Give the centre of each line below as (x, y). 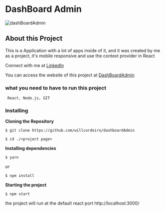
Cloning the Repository (29, 121)
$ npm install (20, 176)
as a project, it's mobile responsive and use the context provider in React (80, 56)
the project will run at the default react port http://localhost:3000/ (72, 203)
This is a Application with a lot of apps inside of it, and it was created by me (83, 50)
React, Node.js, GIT (29, 98)
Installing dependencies (31, 148)
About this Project (34, 38)
